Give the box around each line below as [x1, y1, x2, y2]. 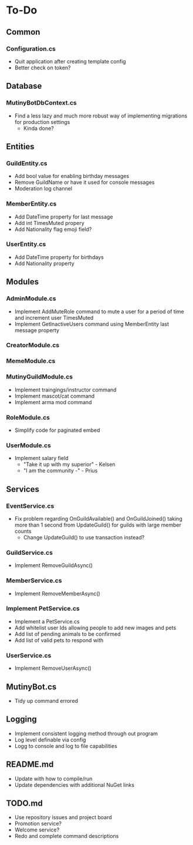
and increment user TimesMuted [14, 314, 94, 321]
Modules [6, 277, 39, 287]
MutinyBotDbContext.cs [6, 99, 77, 107]
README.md [6, 759, 54, 770]
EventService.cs [6, 502, 55, 510]
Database [6, 81, 42, 91]
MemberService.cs [6, 576, 62, 585]
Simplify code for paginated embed [14, 427, 100, 434]
